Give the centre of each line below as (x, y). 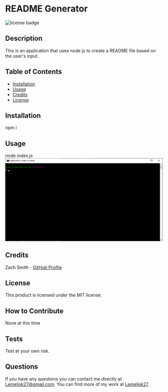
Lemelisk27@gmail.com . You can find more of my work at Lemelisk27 (77, 384)
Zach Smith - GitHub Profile (33, 267)
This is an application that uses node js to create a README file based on (80, 50)
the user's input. (22, 56)
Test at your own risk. (27, 351)
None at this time (23, 323)
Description (24, 38)
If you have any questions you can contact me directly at (63, 379)
